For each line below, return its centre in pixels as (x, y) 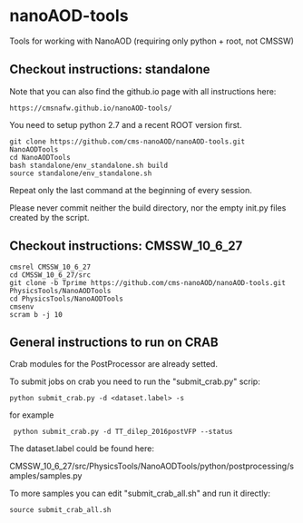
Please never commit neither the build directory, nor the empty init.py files (148, 207)
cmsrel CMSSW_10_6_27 (50, 267)
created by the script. (49, 217)
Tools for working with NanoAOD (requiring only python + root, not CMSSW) (152, 41)
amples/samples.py (46, 476)
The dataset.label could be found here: (82, 449)
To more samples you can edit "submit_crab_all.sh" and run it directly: (140, 493)
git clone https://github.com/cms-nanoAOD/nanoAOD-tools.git (127, 142)
